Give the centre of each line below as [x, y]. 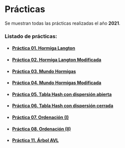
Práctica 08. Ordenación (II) [41, 129]
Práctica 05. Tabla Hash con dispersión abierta [62, 94]
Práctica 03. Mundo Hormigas [44, 71]
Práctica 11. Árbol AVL [35, 140]
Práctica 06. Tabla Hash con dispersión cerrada [62, 106]
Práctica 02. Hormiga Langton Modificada [56, 60]
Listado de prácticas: [31, 36]
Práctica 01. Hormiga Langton [44, 48]
